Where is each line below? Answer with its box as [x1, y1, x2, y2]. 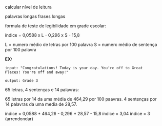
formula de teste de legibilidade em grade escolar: [5, 23, 106, 29]
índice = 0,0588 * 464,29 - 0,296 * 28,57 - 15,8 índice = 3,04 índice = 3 [5, 111, 150, 116]
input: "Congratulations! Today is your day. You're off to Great [5, 65, 143, 70]
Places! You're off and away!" [5, 70, 69, 75]
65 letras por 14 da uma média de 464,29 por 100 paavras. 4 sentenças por [5, 96, 157, 102]
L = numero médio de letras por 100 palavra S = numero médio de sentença [5, 42, 157, 47]
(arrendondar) [5, 116, 33, 122]
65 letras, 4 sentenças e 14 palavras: [5, 87, 79, 93]
